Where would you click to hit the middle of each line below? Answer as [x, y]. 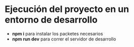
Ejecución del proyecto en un [67, 9]
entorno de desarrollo [51, 20]
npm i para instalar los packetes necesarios [57, 33]
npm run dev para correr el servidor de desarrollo [64, 39]
